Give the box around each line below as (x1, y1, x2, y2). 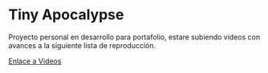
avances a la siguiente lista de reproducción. (8, 40, 156, 50)
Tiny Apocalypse (8, 6, 124, 24)
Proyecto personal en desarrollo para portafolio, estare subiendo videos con (8, 32, 261, 42)
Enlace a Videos (8, 56, 62, 66)
